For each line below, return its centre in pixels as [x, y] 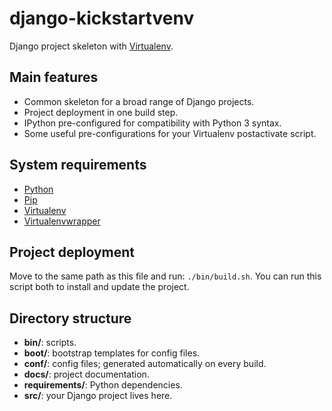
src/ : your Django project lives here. [98, 396]
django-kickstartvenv [102, 18]
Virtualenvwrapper [62, 221]
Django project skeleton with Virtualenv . [91, 46]
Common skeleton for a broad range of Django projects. [139, 101]
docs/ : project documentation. [86, 374]
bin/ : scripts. [50, 343]
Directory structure [70, 318]
